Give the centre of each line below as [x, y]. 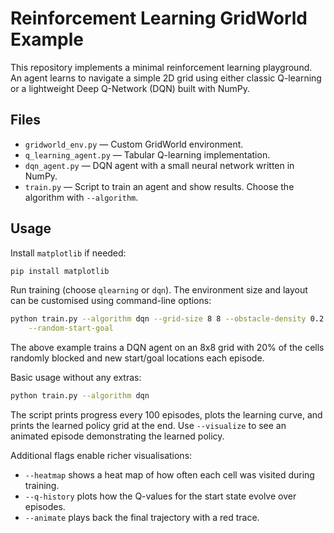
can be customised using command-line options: [111, 301]
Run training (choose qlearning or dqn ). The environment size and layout [159, 290]
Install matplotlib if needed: [68, 253]
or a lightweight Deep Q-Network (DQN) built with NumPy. [130, 88]
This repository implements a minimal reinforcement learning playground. [161, 67]
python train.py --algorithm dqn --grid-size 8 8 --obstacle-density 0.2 [167, 319]
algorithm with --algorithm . [81, 197]
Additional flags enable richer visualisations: [101, 456]
